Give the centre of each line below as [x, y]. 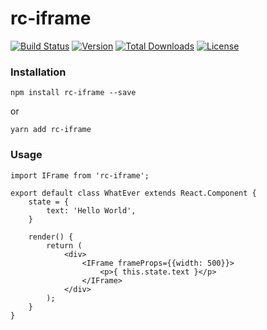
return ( [64, 245]
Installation [38, 72]
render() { [51, 237]
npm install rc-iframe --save [73, 93]
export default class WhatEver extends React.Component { [133, 193]
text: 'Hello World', [91, 210]
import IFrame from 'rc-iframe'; [80, 175]
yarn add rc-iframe [51, 130]
